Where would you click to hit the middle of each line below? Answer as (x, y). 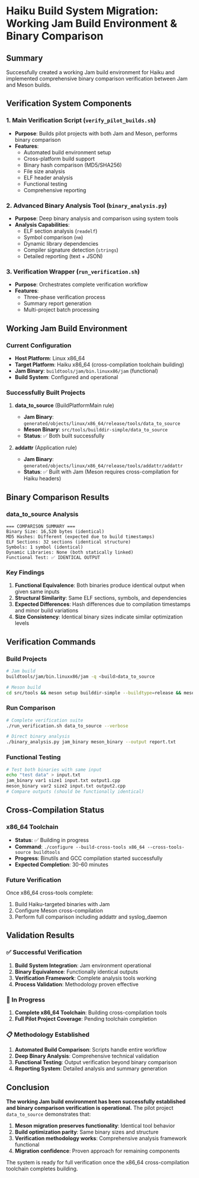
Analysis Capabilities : (42, 224)
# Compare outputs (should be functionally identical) (75, 792)
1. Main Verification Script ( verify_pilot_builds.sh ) (81, 120)
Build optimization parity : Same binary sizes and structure (86, 1132)
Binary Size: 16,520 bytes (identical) (55, 531)
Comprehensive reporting (55, 190)
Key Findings (25, 572)
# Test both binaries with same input (54, 770)
